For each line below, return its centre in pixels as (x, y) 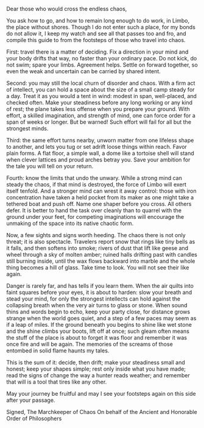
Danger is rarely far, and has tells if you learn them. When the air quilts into (100, 286)
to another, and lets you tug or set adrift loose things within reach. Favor (97, 147)
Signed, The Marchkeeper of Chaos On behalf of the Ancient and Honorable (102, 412)
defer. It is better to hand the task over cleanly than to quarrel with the (94, 210)
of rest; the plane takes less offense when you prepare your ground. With (98, 109)
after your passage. (31, 400)
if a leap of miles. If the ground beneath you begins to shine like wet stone (99, 325)
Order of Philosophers (34, 418)
